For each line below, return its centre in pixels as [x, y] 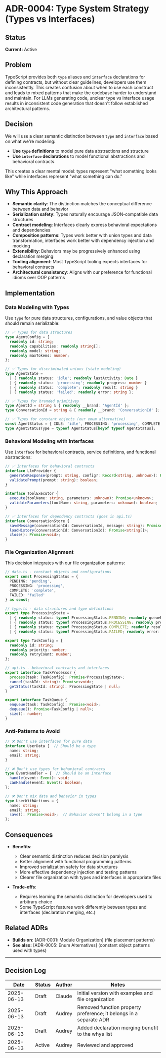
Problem [19, 65]
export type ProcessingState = [37, 613]
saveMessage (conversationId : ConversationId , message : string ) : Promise [86, 526]
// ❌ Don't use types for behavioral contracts [55, 769]
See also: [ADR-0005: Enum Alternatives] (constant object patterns [81, 945]
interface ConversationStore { [37, 521]
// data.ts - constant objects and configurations [58, 572]
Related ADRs [27, 928]
